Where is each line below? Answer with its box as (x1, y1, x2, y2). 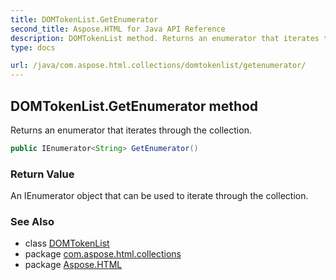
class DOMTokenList (24, 237, 110, 250)
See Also (10, 215, 55, 229)
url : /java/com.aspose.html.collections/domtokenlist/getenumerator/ (10, 61, 307, 71)
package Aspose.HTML (24, 259, 123, 271)
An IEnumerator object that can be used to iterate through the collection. (10, 190, 309, 202)
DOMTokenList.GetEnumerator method (10, 97, 259, 115)
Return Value (10, 167, 75, 181)
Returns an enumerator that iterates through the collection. (10, 124, 252, 136)
